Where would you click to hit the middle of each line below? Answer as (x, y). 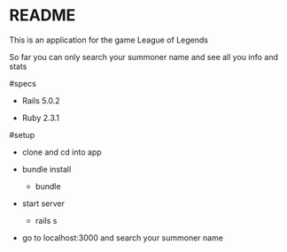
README (43, 15)
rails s (46, 220)
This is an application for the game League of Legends (109, 40)
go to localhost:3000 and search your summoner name (123, 237)
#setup (22, 134)
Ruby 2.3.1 (41, 118)
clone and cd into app (62, 152)
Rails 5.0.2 (41, 100)
